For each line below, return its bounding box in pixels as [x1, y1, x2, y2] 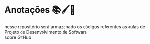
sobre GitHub [4, 34, 32, 40]
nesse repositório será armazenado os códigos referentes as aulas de [4, 23, 145, 30]
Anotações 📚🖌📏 [4, 4, 76, 16]
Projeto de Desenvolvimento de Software [4, 29, 87, 35]
